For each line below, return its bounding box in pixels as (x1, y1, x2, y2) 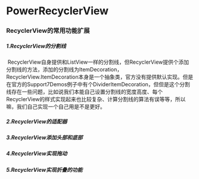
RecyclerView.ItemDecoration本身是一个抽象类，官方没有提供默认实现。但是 (6, 73, 194, 81)
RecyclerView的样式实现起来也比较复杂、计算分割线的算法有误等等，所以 (6, 96, 186, 103)
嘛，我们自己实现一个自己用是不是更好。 (6, 103, 105, 111)
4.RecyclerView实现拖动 (6, 150, 67, 157)
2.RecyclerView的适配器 (6, 118, 67, 125)
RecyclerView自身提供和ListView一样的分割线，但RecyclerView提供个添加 (7, 58, 189, 66)
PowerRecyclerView (6, 4, 109, 18)
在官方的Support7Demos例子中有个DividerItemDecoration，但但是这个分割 (6, 81, 191, 88)
